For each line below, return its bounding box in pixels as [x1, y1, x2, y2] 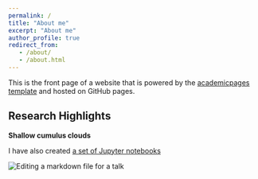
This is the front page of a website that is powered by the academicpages [8, 77, 250, 88]
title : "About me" [8, 19, 69, 27]
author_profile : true [8, 33, 80, 42]
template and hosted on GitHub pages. [8, 86, 135, 95]
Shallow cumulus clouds [8, 130, 92, 140]
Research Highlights [8, 109, 111, 123]
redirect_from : [8, 41, 59, 49]
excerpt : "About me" [8, 26, 77, 34]
